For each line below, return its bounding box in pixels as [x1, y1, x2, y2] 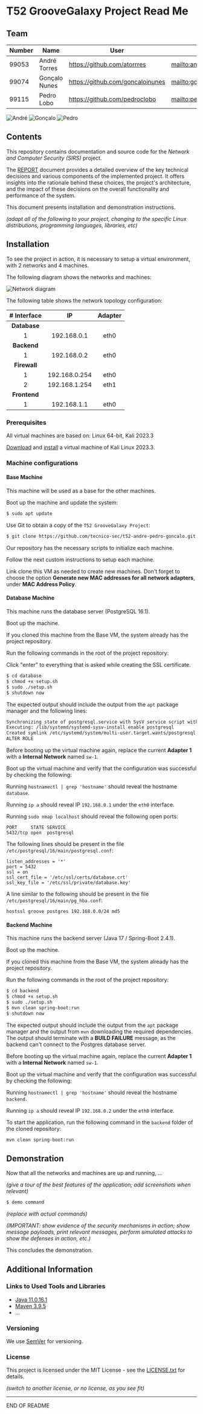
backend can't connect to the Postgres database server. [6, 1041, 146, 1048]
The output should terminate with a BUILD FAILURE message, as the [6, 1034, 176, 1041]
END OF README [6, 1402, 50, 1409]
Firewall [14, 361, 37, 369]
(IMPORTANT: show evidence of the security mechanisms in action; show [6, 1222, 190, 1229]
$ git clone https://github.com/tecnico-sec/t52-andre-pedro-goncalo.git [6, 533, 196, 539]
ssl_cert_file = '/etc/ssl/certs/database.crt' [6, 874, 129, 880]
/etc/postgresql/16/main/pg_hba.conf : [6, 897, 103, 904]
